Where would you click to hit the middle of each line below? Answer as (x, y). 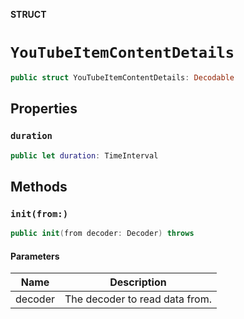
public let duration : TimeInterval (84, 155)
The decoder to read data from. (138, 299)
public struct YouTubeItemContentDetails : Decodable (122, 77)
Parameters (35, 256)
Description (138, 282)
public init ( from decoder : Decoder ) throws (102, 234)
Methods (39, 186)
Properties (44, 109)
